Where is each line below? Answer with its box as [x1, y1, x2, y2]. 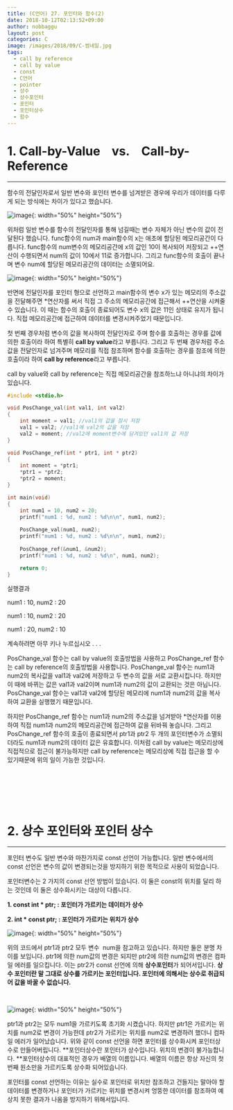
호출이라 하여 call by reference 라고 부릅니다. [7, 355, 131, 363]
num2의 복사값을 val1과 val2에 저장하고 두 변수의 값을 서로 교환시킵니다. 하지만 [7, 672, 222, 680]
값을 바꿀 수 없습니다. [14, 978, 71, 987]
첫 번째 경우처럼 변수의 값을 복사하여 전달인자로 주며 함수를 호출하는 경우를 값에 [7, 329, 222, 337]
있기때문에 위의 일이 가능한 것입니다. [7, 755, 105, 764]
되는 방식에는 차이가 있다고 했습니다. [14, 197, 113, 205]
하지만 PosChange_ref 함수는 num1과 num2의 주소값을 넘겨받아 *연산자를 [7, 712, 209, 721]
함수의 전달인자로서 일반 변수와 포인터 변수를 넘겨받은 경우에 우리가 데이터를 [7, 188, 213, 196]
